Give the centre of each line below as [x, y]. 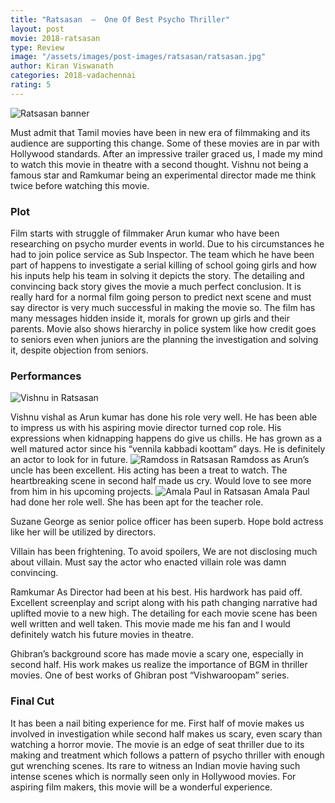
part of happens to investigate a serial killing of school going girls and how [164, 265]
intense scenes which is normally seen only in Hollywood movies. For [153, 776]
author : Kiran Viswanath [62, 66]
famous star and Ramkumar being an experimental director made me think [163, 175]
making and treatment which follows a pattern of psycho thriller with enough [167, 755]
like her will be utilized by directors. [83, 532]
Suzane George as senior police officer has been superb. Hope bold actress [167, 522]
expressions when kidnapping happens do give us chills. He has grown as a [166, 438]
